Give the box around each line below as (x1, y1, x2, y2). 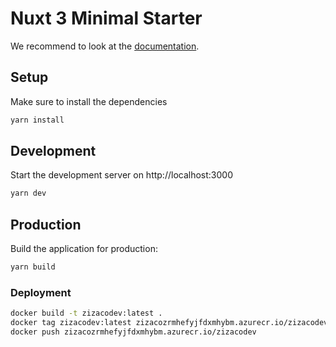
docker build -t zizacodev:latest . (10, 308, 163, 319)
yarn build (10, 262, 56, 272)
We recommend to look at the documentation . (10, 40, 200, 52)
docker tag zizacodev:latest (10, 318, 132, 328)
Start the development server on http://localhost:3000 (10, 169, 233, 181)
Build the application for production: (10, 243, 158, 255)
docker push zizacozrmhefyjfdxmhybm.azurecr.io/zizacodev (10, 327, 257, 337)
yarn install (10, 115, 65, 125)
